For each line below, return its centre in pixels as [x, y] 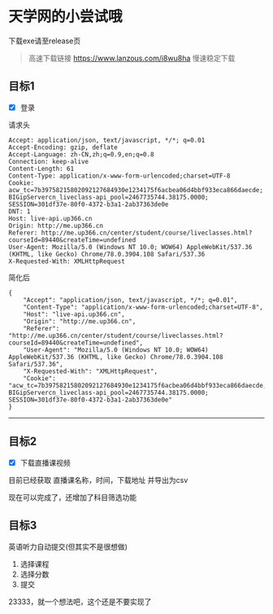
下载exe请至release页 [45, 41]
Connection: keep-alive [49, 161]
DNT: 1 [19, 211]
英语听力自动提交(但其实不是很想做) [68, 546]
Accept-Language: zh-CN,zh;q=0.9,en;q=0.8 [81, 154]
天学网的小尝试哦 [66, 17]
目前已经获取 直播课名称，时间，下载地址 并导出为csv [98, 480]
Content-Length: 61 [41, 169]
